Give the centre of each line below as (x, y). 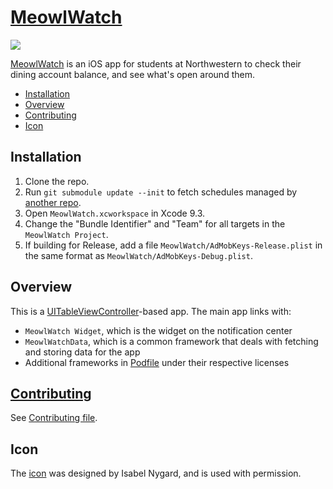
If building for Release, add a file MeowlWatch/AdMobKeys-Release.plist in (173, 245)
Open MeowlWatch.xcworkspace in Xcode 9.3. (115, 213)
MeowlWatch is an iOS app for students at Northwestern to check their (156, 63)
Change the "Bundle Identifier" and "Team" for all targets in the (155, 223)
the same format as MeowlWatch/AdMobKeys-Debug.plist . (138, 255)
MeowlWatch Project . (66, 234)
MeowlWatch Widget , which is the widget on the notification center (158, 330)
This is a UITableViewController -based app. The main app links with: (151, 311)
